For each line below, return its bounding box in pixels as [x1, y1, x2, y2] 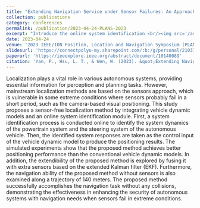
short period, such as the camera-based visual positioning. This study [6, 100, 178, 107]
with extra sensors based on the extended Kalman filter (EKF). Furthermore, [6, 163, 192, 170]
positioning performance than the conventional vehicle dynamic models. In [6, 150, 189, 157]
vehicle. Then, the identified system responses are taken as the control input [6, 131, 194, 138]
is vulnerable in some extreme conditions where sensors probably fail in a [6, 93, 187, 101]
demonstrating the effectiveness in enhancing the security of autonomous [6, 188, 188, 196]
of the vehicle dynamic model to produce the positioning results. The [6, 138, 176, 145]
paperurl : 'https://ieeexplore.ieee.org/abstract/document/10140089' [6, 53, 183, 59]
